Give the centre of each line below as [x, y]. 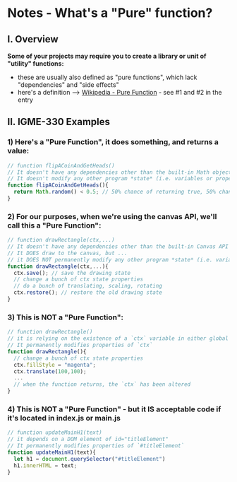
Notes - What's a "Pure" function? [110, 13]
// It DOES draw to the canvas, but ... [68, 253]
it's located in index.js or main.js [64, 418]
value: [18, 151]
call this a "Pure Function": [54, 225]
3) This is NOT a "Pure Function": [65, 317]
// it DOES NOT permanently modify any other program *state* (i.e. [110, 259]
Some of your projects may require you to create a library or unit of [107, 56]
